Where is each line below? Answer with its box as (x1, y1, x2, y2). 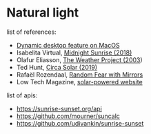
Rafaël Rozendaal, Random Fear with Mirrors (16, 70, 143, 79)
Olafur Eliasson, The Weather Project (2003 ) (16, 55, 143, 64)
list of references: (6, 28, 57, 36)
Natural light (6, 5, 79, 21)
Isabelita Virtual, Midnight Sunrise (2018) (16, 48, 132, 57)
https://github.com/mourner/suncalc (16, 112, 120, 120)
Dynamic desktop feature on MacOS (16, 41, 120, 49)
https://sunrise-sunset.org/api (16, 104, 103, 113)
